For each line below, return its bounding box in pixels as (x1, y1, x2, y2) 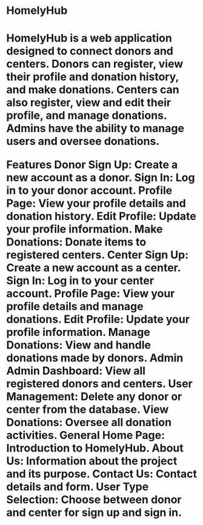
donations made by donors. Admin (6, 351, 184, 365)
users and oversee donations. (6, 135, 160, 149)
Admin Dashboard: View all (6, 364, 146, 378)
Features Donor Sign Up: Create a (6, 158, 178, 172)
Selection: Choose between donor (6, 493, 182, 507)
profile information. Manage (6, 326, 150, 339)
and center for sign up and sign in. (6, 506, 182, 520)
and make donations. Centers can (6, 83, 180, 97)
